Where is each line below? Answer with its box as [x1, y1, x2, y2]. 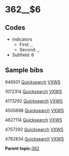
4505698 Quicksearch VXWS [5, 107, 64, 113]
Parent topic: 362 [5, 145, 40, 151]
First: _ [19, 42, 33, 47]
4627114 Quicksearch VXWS [5, 117, 62, 123]
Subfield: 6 [12, 52, 34, 58]
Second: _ [19, 47, 40, 52]
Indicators [12, 36, 33, 42]
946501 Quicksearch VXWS [5, 79, 61, 85]
